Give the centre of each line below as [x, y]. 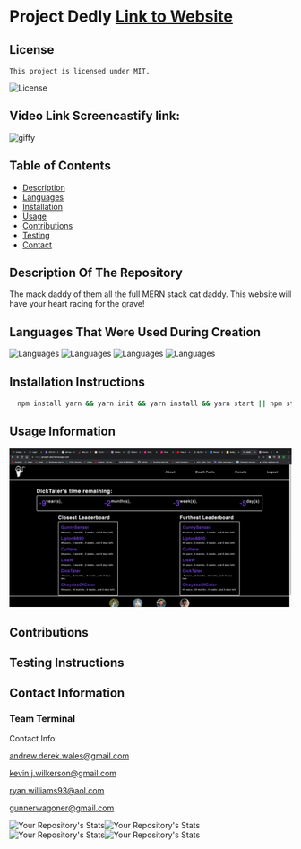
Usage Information [63, 432]
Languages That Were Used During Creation [135, 332]
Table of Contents [60, 166]
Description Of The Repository [96, 273]
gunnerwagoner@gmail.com [62, 808]
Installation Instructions [77, 381]
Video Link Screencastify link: [95, 116]
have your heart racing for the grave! [77, 304]
